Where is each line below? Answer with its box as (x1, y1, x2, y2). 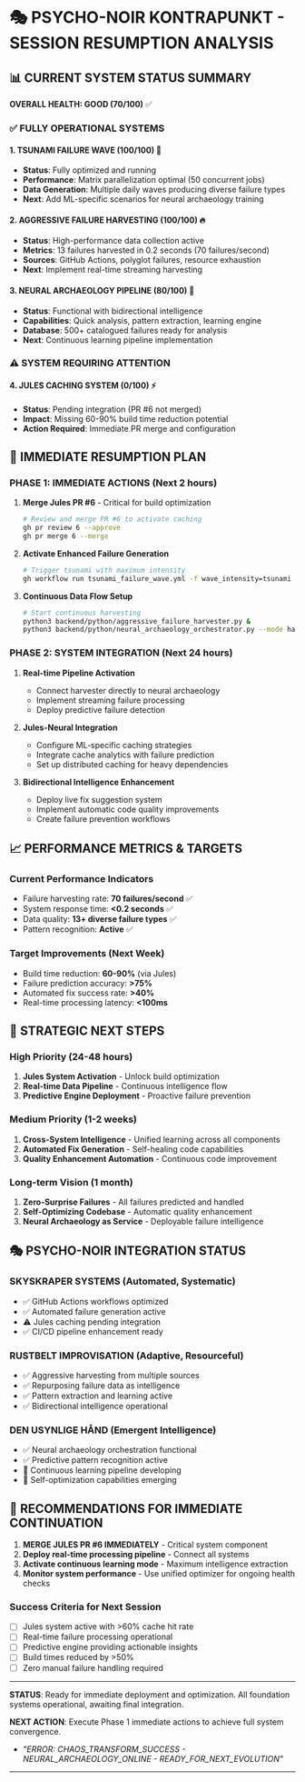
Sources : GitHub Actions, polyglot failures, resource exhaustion (22, 255, 261, 265)
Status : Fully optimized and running (22, 165, 157, 175)
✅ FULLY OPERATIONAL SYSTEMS (9, 122, 165, 135)
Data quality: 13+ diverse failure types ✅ (22, 914, 177, 925)
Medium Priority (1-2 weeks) (9, 1113, 138, 1126)
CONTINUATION (9, 1515, 103, 1530)
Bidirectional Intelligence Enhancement (22, 776, 175, 787)
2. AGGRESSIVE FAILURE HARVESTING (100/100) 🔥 (9, 215, 206, 225)
